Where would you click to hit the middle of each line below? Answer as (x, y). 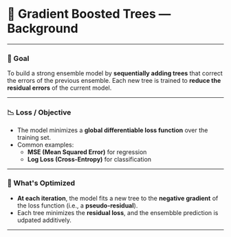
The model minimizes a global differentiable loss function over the (112, 130)
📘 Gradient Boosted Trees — (89, 14)
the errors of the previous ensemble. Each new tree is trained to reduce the (114, 81)
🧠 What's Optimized (41, 183)
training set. (34, 137)
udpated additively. (44, 220)
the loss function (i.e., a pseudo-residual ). (77, 205)
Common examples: (45, 145)
